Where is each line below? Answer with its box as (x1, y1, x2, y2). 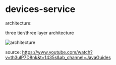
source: (5, 49, 21, 55)
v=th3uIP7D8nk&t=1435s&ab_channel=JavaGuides (5, 54, 111, 60)
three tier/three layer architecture (5, 29, 74, 35)
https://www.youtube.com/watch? (22, 49, 93, 55)
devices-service (5, 3, 76, 15)
